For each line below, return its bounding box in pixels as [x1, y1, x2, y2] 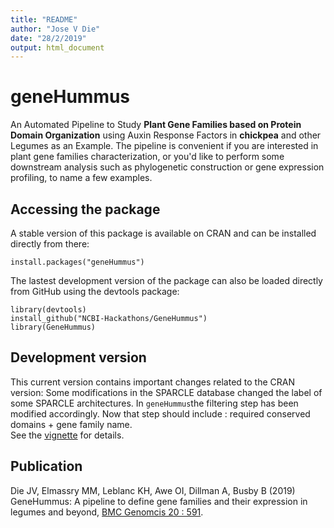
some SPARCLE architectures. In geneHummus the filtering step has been [10, 397, 299, 409]
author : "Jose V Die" [10, 24, 101, 34]
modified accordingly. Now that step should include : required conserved [10, 407, 311, 420]
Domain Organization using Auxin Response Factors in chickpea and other [10, 129, 322, 141]
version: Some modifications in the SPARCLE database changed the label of [10, 386, 323, 398]
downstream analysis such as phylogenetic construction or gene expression [10, 161, 325, 173]
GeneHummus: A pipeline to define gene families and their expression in [10, 495, 308, 507]
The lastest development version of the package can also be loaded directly [10, 275, 323, 286]
